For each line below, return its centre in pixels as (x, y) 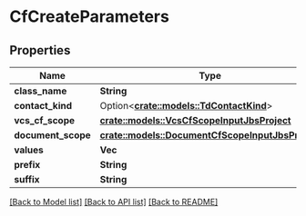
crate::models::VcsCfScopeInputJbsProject (195, 120)
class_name (41, 91)
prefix (27, 165)
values (29, 150)
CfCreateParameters (90, 17)
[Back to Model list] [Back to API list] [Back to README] (114, 202)
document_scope (52, 135)
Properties (40, 50)
